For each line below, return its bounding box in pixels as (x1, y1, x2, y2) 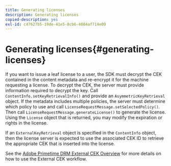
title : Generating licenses (5, 7, 65, 13)
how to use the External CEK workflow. (5, 156, 87, 162)
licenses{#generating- (56, 44, 154, 55)
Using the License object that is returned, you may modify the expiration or (5, 115, 162, 121)
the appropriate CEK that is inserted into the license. (5, 141, 115, 147)
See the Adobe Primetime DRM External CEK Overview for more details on (5, 151, 162, 157)
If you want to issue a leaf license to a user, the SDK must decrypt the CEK (5, 71, 162, 77)
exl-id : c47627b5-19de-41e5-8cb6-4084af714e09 (5, 21, 106, 27)
